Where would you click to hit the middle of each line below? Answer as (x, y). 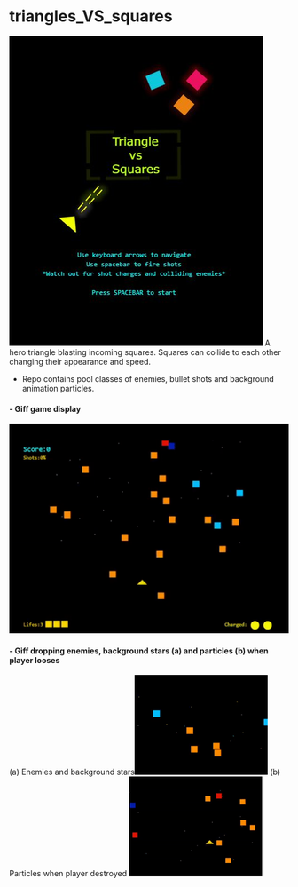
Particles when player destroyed (68, 874)
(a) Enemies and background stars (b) (145, 772)
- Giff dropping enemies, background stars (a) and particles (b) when (139, 651)
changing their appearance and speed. (80, 361)
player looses (35, 660)
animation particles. (58, 388)
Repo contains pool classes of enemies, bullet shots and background (148, 378)
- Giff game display (45, 408)
